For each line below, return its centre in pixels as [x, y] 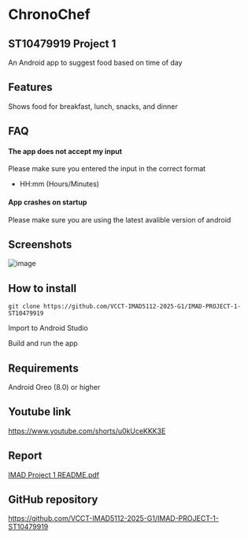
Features [30, 87]
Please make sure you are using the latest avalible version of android [120, 219]
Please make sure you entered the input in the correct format [107, 169]
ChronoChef [49, 15]
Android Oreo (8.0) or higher [54, 387]
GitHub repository [53, 500]
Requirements [43, 368]
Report [25, 456]
